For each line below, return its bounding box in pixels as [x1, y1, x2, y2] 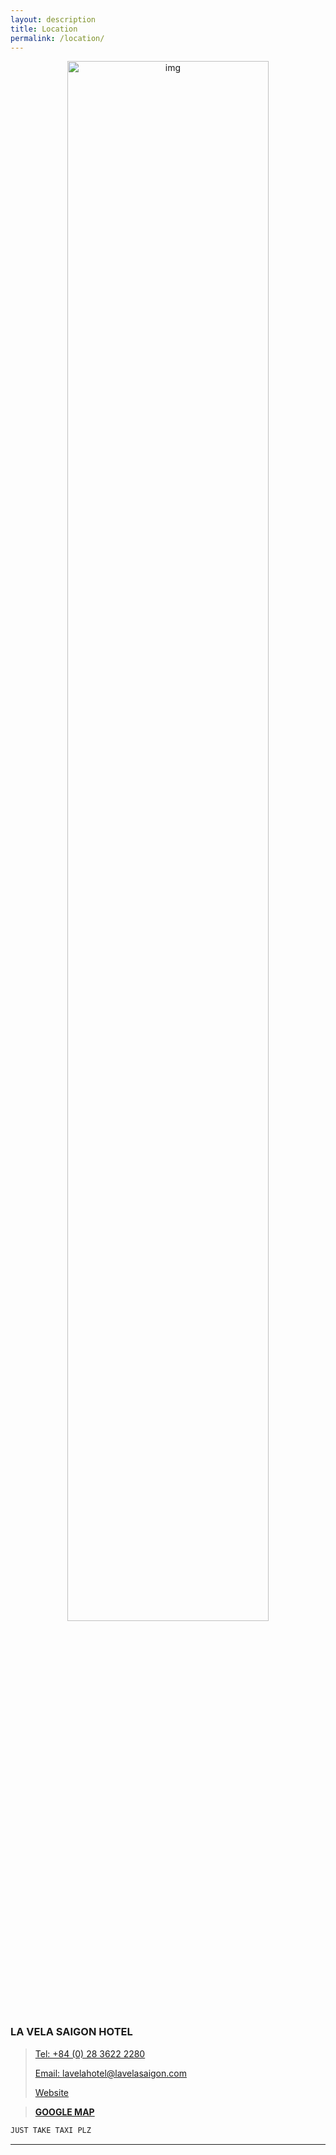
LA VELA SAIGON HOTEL [10, 2025, 133, 2039]
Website [34, 2086, 70, 2098]
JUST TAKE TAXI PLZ [10, 2125, 92, 2135]
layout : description [10, 14, 97, 25]
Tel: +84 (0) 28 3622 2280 [34, 2047, 146, 2060]
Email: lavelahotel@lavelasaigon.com [34, 2067, 187, 2079]
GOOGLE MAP [34, 2106, 95, 2118]
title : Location [10, 24, 78, 34]
